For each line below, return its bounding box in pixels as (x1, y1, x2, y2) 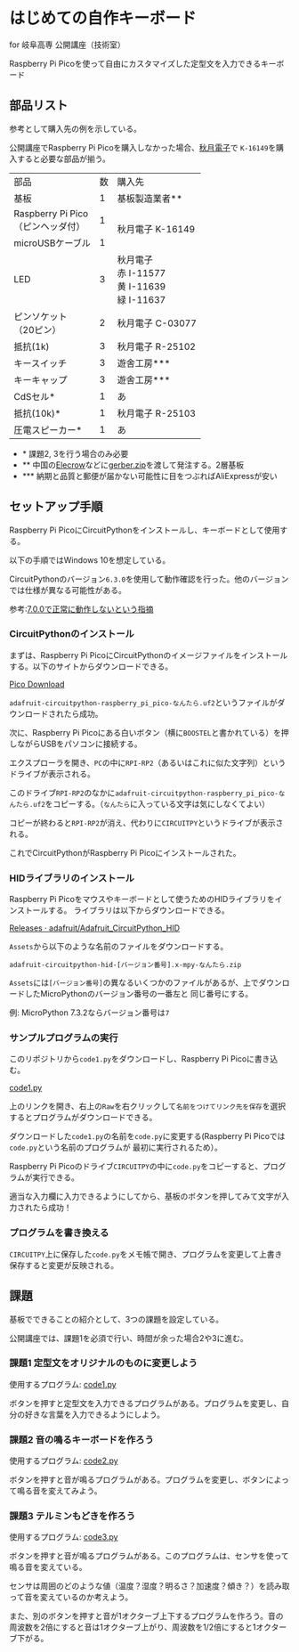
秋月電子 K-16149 (117, 223, 196, 235)
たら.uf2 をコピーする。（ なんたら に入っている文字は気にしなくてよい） (15, 798, 270, 809)
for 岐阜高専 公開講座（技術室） (9, 39, 126, 50)
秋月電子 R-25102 (117, 340, 196, 353)
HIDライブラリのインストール (9, 872, 135, 884)
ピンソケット (13, 310, 69, 322)
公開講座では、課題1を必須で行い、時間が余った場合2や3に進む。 (9, 1332, 248, 1343)
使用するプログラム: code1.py (9, 1379, 117, 1389)
